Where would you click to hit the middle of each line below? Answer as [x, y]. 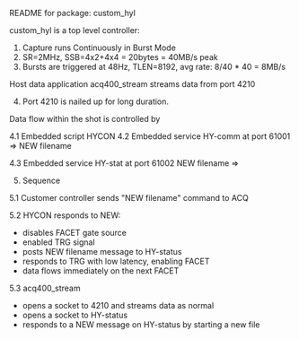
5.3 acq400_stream [45, 288]
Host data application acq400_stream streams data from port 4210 [132, 84]
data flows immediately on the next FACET [101, 271]
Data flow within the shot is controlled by [85, 119]
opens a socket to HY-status [75, 315]
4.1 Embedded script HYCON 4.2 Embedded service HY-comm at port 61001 [150, 136]
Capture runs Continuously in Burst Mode [99, 48]
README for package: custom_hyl [73, 13]
